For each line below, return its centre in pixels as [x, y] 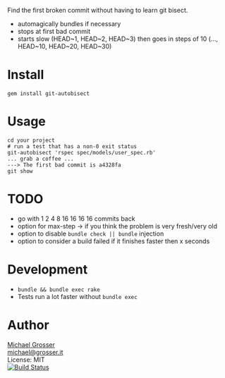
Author [28, 325]
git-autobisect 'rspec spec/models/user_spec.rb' [82, 152]
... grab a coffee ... [41, 159]
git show [20, 171]
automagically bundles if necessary [69, 24]
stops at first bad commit [54, 31]
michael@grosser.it [35, 352]
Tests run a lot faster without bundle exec [77, 296]
